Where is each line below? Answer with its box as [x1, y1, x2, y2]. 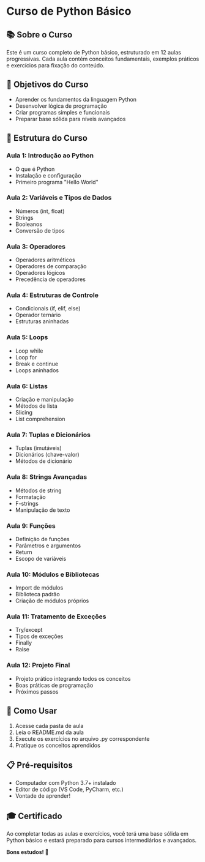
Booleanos [15, 220, 43, 228]
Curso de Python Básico [6, 4, 132, 18]
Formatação [15, 493, 46, 500]
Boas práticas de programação [15, 681, 94, 689]
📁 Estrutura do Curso [6, 133, 88, 143]
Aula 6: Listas [6, 381, 48, 390]
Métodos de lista [15, 402, 58, 410]
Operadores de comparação [15, 263, 87, 270]
